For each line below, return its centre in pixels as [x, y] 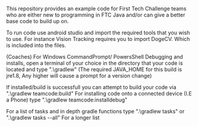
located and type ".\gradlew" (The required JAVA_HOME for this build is [94, 69]
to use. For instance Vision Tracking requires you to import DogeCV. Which [98, 39]
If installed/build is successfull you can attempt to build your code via [92, 87]
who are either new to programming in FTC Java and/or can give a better [96, 15]
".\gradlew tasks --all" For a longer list [53, 118]
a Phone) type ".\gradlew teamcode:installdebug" [67, 100]
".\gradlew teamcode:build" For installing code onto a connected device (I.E [99, 93]
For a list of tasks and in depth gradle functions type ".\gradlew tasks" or [95, 111]
